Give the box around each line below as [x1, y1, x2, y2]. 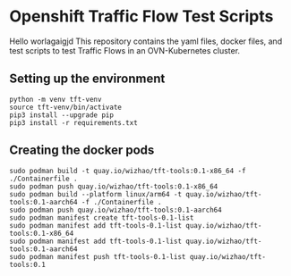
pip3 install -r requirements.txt [9, 118, 139, 127]
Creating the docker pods [9, 143, 155, 158]
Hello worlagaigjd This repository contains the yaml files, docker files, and [9, 36, 283, 46]
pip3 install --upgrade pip [9, 110, 115, 120]
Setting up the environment [9, 71, 166, 87]
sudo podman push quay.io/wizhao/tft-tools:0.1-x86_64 [9, 181, 218, 191]
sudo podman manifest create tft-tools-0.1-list [9, 213, 194, 222]
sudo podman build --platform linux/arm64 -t [9, 189, 182, 198]
